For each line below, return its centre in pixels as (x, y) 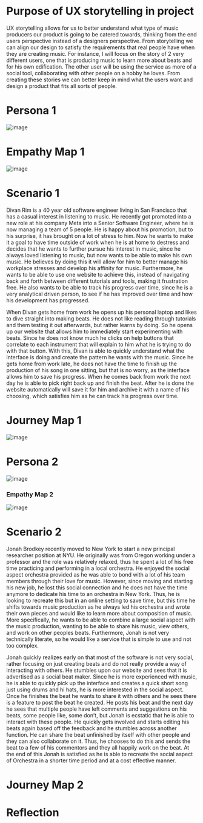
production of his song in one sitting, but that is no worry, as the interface (98, 370)
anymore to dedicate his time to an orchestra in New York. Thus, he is (93, 594)
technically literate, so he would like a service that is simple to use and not (99, 639)
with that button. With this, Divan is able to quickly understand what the (95, 351)
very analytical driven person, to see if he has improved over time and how (99, 294)
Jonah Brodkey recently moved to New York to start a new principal (91, 549)
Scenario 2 (34, 532)
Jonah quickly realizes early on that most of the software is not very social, (100, 657)
